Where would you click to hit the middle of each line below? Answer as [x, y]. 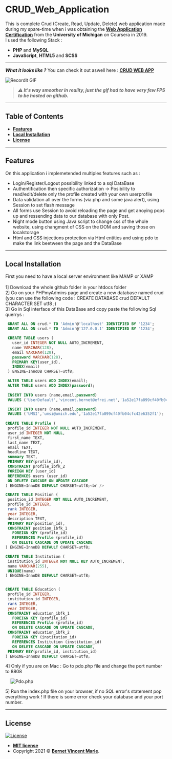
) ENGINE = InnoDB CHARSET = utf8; [41, 372]
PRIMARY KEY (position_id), [36, 523]
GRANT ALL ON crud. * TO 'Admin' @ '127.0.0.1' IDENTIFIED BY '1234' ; [81, 329]
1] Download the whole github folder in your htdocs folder [66, 287]
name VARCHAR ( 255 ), [28, 566]
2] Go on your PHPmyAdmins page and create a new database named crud [84, 293]
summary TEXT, [23, 457]
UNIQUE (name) [21, 571]
